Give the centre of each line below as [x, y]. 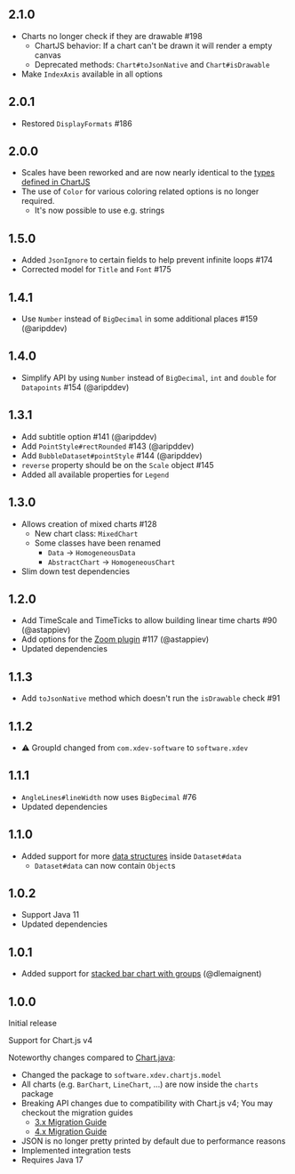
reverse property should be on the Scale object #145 [117, 465]
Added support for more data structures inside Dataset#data [131, 856]
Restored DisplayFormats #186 [76, 123]
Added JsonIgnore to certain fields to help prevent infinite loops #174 [147, 260]
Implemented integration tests [76, 1150]
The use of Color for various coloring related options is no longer [140, 191]
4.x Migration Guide [71, 1131]
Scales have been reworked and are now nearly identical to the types [148, 173]
